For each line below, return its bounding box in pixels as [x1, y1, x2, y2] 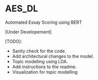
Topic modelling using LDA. [12, 58, 68, 64]
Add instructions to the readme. [12, 64, 77, 70]
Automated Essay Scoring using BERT [5, 19, 82, 25]
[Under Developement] [5, 29, 52, 35]
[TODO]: [5, 38, 22, 44]
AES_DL [5, 3, 38, 14]
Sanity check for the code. [12, 48, 66, 54]
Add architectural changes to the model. [12, 53, 95, 59]
